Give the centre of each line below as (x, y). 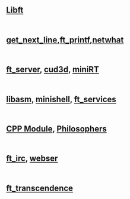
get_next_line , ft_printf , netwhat (65, 40)
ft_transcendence (39, 188)
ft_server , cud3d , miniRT (53, 70)
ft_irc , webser (32, 159)
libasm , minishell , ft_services (61, 99)
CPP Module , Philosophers (56, 129)
